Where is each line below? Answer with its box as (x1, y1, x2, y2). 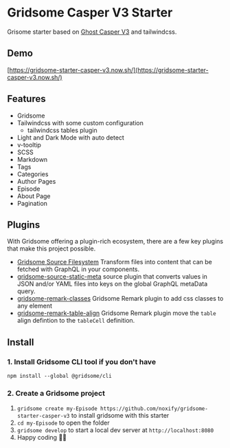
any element (16, 301, 53, 310)
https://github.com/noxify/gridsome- (100, 405, 208, 412)
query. (16, 287, 36, 295)
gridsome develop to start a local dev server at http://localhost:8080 (16, 426, 214, 434)
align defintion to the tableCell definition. (16, 317, 135, 325)
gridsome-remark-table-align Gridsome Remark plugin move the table (16, 309, 216, 317)
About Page (16, 191, 51, 200)
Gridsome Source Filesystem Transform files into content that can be (16, 258, 213, 266)
